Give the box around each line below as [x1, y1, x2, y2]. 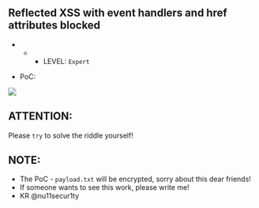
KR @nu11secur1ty [19, 191, 80, 201]
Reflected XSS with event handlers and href [8, 6, 227, 20]
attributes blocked [8, 19, 101, 32]
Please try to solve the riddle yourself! [8, 130, 134, 140]
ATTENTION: [8, 110, 73, 123]
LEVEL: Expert [43, 56, 90, 66]
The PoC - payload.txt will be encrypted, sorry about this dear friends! [19, 174, 251, 184]
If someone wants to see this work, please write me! [19, 183, 190, 192]
